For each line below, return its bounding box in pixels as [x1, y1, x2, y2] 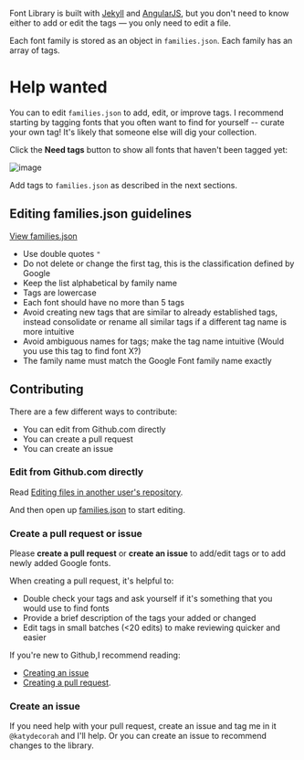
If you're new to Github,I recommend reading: [9, 649, 181, 661]
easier [22, 632, 47, 643]
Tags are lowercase [22, 287, 98, 298]
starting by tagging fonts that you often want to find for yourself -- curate [9, 116, 285, 127]
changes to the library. [9, 740, 94, 751]
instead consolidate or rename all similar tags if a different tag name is [22, 316, 288, 327]
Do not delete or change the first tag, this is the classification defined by [22, 258, 295, 269]
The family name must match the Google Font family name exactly [22, 355, 272, 366]
